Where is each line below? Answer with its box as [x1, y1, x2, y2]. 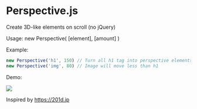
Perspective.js [6, 4, 78, 18]
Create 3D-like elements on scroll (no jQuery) [6, 23, 116, 30]
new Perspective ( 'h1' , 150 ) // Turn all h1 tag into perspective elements [6, 57, 193, 63]
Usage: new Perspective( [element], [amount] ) [6, 35, 120, 42]
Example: [6, 46, 29, 53]
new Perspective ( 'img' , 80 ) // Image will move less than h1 [6, 63, 159, 69]
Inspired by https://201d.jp [6, 96, 70, 103]
